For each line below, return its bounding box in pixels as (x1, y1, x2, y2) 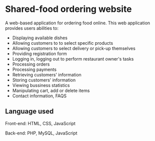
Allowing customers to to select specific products (12, 40, 114, 46)
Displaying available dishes (12, 35, 68, 41)
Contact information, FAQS (12, 93, 67, 99)
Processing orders (12, 61, 50, 67)
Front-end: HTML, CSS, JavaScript (5, 120, 76, 126)
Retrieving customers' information (12, 71, 81, 77)
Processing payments (12, 66, 57, 72)
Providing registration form (12, 51, 67, 57)
